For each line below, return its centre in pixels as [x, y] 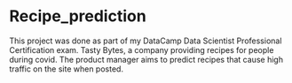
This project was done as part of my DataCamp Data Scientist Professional [146, 41]
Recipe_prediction [78, 16]
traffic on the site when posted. [67, 69]
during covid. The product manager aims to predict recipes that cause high [146, 59]
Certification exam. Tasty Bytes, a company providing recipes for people [142, 49]
